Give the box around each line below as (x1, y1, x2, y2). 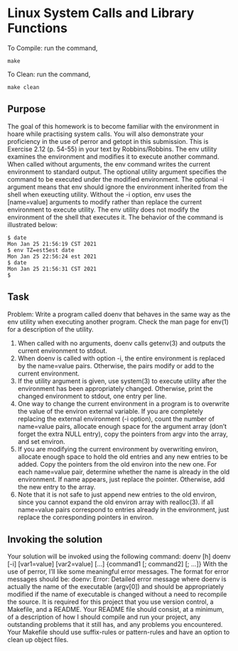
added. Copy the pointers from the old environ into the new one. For (17, 459, 217, 468)
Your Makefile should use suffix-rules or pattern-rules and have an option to (7, 628, 230, 637)
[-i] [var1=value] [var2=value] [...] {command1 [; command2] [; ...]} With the (7, 560, 228, 568)
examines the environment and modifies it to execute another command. (7, 152, 220, 161)
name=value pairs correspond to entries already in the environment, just (17, 505, 229, 514)
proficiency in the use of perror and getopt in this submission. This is (7, 137, 209, 145)
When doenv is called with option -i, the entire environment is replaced (17, 354, 225, 363)
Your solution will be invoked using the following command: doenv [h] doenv (7, 552, 231, 561)
